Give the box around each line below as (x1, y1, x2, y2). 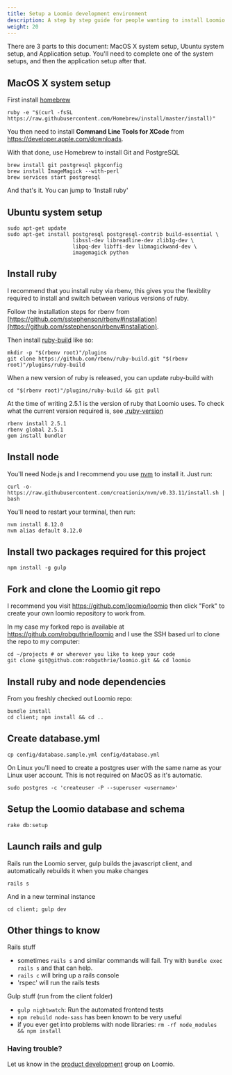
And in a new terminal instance (7, 892, 96, 900)
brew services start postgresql (7, 174, 101, 181)
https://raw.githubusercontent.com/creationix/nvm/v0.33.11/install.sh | (7, 489, 226, 496)
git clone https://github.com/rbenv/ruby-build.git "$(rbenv (7, 355, 188, 362)
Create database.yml (7, 732, 101, 745)
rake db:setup (7, 822, 49, 829)
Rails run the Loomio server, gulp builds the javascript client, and (7, 859, 192, 868)
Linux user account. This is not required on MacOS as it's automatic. (7, 771, 203, 779)
